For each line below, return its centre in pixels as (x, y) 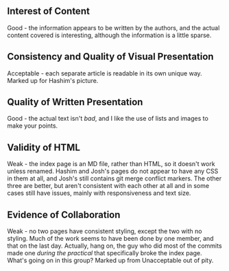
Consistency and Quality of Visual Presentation (110, 57)
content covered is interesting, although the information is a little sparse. (109, 35)
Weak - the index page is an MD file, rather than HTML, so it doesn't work (111, 164)
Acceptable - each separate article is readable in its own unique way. (105, 73)
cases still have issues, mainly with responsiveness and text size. (99, 193)
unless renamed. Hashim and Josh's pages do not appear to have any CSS (113, 172)
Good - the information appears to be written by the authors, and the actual (113, 27)
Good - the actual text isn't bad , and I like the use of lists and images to (108, 119)
